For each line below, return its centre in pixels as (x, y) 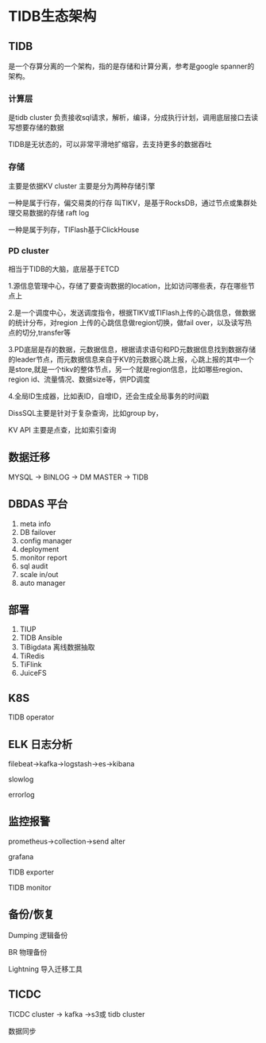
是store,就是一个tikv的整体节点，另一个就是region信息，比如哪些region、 (128, 369)
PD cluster (29, 250)
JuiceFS (33, 673)
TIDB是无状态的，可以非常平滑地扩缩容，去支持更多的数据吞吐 (110, 145)
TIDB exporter (31, 872)
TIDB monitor (30, 887)
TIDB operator (31, 717)
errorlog (21, 794)
